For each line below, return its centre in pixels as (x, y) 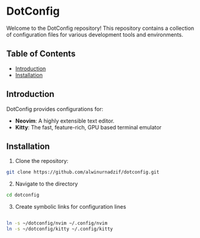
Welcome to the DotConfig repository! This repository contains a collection (100, 28)
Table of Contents (41, 54)
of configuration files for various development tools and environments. (95, 34)
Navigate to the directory (46, 184)
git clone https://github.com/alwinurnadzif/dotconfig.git (83, 172)
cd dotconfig (23, 195)
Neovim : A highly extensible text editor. (65, 121)
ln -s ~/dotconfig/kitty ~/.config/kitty (60, 229)
